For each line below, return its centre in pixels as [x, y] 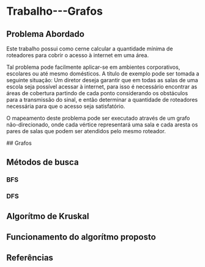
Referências [30, 258]
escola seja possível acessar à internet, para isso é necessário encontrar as [102, 87]
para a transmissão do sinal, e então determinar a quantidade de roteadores [102, 100]
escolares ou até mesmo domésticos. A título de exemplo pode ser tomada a [103, 74]
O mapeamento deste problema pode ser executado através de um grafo [98, 118]
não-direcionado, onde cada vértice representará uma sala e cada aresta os [102, 125]
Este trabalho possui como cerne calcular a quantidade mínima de [90, 48]
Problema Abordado [45, 34]
